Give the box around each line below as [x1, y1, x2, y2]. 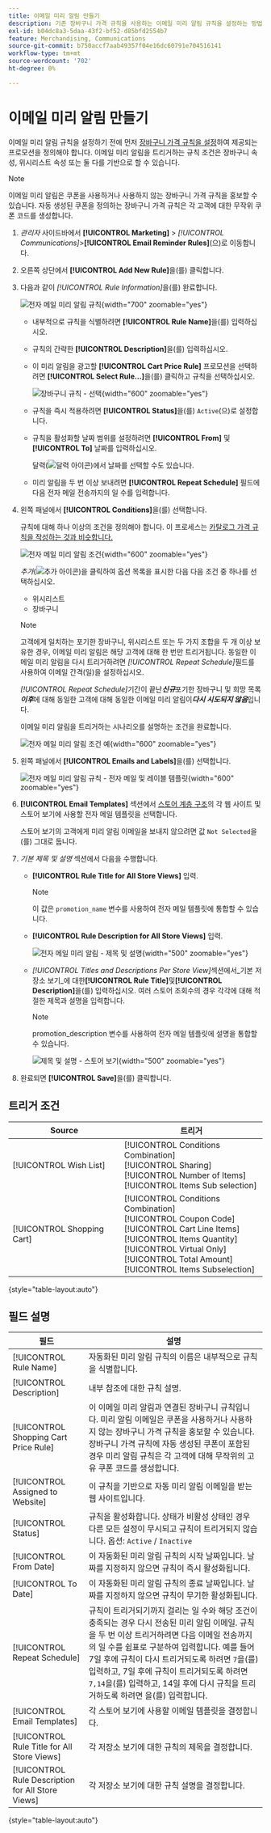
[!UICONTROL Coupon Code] [123, 1213, 236, 1224]
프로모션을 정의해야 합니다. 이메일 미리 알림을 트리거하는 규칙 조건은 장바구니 [8, 147, 250, 157]
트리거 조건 [8, 1099, 60, 1113]
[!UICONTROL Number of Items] [123, 1170, 247, 1181]
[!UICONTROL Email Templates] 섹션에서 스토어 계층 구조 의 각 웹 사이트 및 [19, 798, 261, 809]
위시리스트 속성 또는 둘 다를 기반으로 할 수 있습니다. [19, 157, 180, 167]
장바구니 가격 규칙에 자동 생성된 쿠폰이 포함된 [88, 1438, 251, 1450]
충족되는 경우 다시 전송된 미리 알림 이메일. [88, 1617, 238, 1628]
